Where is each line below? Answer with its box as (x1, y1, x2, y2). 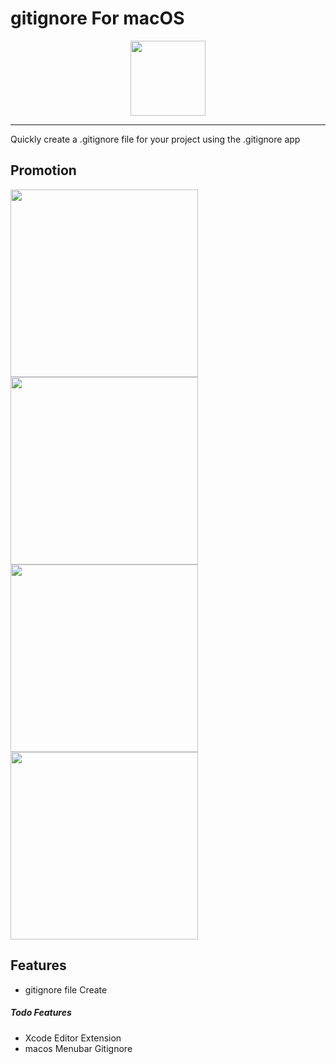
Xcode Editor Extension (24, 1032, 122, 1044)
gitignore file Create (24, 983, 108, 996)
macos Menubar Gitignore (24, 1042, 133, 1054)
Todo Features (10, 1007, 72, 1019)
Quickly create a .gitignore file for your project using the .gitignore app (10, 133, 301, 145)
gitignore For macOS (10, 7, 185, 30)
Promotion (10, 162, 77, 179)
